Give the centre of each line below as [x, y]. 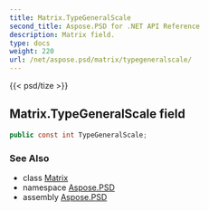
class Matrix [45, 177]
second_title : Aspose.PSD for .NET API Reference [105, 26]
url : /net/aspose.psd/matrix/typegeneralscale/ [101, 60]
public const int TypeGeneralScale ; [78, 135]
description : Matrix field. [62, 34]
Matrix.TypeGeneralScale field [97, 114]
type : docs [30, 43]
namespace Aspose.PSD [69, 187]
